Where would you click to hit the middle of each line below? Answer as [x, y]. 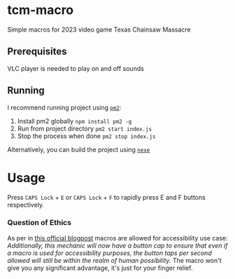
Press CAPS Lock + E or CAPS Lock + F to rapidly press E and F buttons [107, 197]
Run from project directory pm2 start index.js [85, 128]
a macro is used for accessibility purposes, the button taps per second [109, 253]
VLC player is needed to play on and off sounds [76, 68]
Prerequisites [37, 52]
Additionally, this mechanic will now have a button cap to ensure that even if [117, 245]
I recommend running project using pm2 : [64, 107]
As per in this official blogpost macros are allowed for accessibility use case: [117, 238]
